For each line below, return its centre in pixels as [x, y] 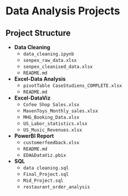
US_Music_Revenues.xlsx [53, 130]
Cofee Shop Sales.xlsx [51, 105]
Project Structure [38, 33]
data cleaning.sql [46, 168]
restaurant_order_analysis [57, 187]
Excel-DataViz [32, 98]
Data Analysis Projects [63, 11]
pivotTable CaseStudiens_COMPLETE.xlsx [73, 86]
